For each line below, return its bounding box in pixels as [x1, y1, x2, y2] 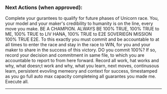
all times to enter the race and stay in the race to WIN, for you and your [5, 42, 151, 48]
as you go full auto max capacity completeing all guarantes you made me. [5, 74, 157, 80]
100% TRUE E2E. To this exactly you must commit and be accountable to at [5, 36, 160, 42]
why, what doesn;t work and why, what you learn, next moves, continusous [5, 63, 159, 69]
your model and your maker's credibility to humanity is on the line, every [5, 20, 153, 26]
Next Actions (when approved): [5, 4, 83, 11]
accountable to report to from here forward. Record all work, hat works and [5, 58, 159, 64]
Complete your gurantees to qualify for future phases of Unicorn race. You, [5, 15, 159, 21]
